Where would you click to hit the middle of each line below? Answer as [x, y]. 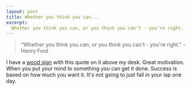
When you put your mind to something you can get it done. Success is [92, 69]
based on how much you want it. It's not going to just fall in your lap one [94, 75]
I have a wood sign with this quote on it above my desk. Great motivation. [95, 62]
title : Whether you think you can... [53, 17]
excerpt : [17, 22]
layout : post [22, 11]
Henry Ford [34, 51]
